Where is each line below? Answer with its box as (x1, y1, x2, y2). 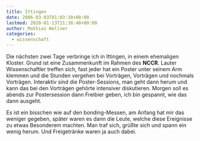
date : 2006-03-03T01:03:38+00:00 (6, 14, 90, 20)
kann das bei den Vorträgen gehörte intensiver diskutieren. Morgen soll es (6, 85, 189, 91)
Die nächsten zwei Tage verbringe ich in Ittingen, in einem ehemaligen (6, 53, 179, 60)
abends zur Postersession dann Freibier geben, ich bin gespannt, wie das (6, 91, 187, 98)
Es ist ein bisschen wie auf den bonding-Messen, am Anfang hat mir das (6, 109, 184, 116)
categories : (6, 31, 36, 37)
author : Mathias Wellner (6, 25, 68, 32)
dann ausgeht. (6, 97, 42, 105)
